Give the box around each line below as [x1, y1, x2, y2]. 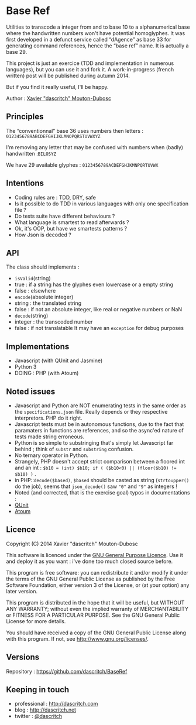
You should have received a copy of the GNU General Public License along [6, 629, 186, 636]
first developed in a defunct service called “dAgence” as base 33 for [6, 36, 171, 43]
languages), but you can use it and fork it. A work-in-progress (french [6, 66, 174, 73]
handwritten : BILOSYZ [6, 150, 57, 157]
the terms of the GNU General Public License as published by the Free [6, 575, 176, 582]
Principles [6, 112, 44, 122]
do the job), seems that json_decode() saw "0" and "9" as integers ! [14, 483, 177, 490]
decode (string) [14, 312, 49, 319]
